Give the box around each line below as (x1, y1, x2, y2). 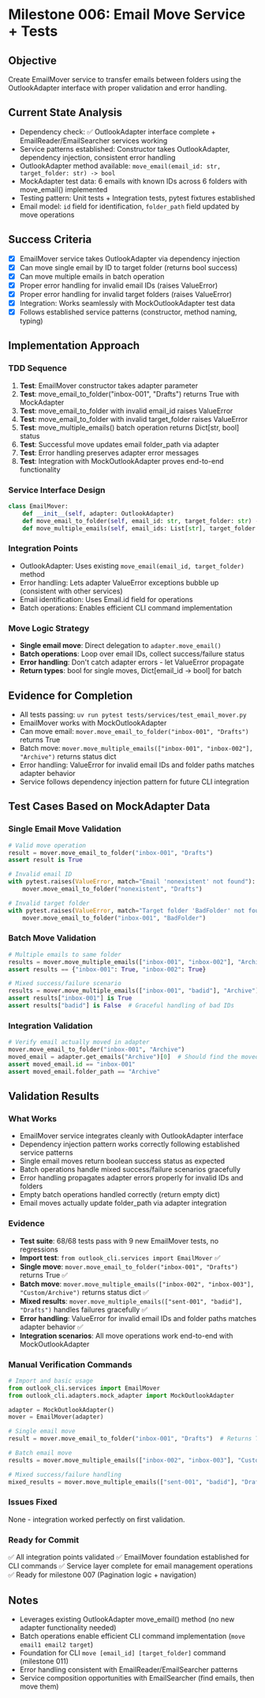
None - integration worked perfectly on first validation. (8, 1515, 185, 1524)
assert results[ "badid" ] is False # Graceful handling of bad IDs (8, 1002, 235, 1010)
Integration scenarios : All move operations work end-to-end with (19, 1331, 233, 1340)
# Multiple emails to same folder (8, 951, 122, 958)
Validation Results (8, 1090, 99, 1103)
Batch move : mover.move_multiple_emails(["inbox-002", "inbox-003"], (19, 1278, 255, 1289)
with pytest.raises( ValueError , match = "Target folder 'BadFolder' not (8, 906, 245, 914)
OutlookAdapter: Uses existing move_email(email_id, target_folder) (19, 561, 244, 570)
